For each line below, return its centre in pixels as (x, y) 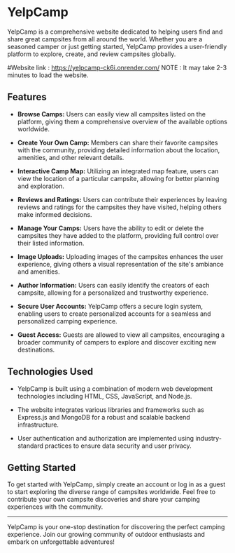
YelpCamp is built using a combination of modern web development (115, 388)
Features (27, 97)
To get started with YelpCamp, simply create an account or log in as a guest (116, 484)
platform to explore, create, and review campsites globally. (92, 54)
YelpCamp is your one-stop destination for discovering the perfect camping (116, 527)
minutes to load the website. (48, 75)
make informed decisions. (55, 214)
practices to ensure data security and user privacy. (118, 446)
